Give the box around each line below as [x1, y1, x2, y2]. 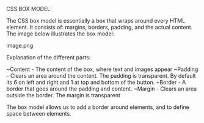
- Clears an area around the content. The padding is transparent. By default [6, 72, 197, 79]
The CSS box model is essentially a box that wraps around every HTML [6, 17, 186, 24]
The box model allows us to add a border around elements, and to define [6, 103, 189, 111]
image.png [6, 42, 34, 49]
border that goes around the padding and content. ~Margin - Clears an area [6, 85, 197, 92]
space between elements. [6, 110, 71, 117]
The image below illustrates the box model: [6, 30, 115, 37]
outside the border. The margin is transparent [6, 92, 121, 99]
